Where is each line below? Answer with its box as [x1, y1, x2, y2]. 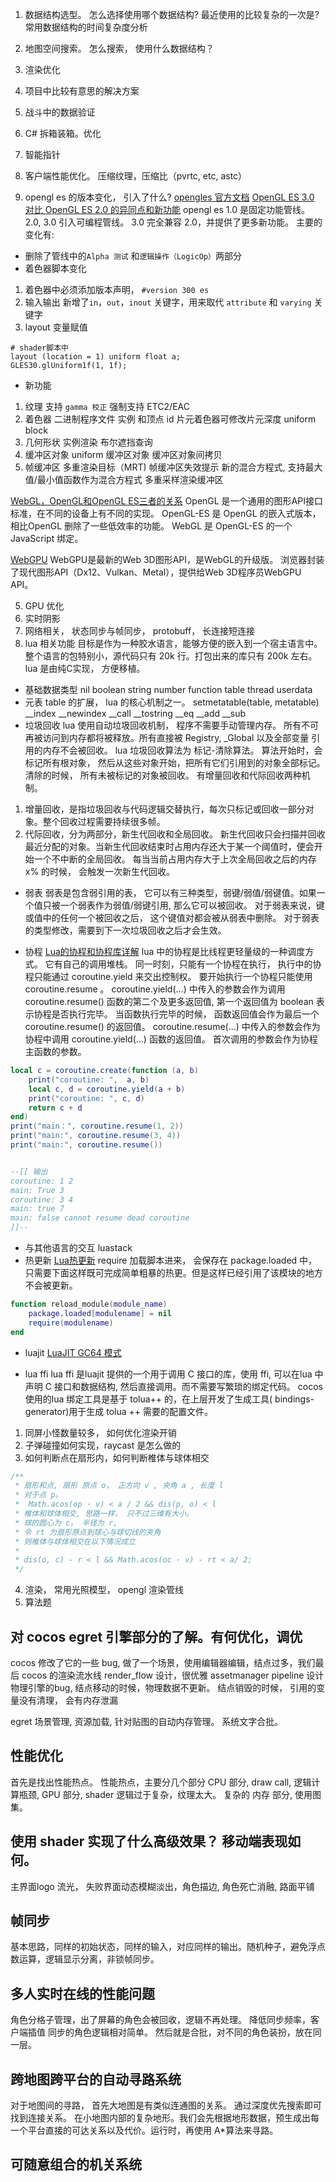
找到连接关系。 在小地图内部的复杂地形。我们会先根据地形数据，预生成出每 [10, 2112, 320, 2123]
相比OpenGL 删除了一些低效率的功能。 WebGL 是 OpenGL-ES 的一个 [10, 520, 293, 532]
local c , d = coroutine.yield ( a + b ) [28, 1084, 186, 1094]
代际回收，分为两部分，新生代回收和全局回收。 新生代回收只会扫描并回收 [24, 828, 326, 840]
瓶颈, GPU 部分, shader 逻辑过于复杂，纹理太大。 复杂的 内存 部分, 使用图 [18, 1788, 322, 1800]
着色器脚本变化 [24, 263, 87, 274]
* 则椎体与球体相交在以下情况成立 [14, 1536, 136, 1547]
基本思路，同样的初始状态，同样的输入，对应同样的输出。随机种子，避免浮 [10, 1941, 317, 1953]
